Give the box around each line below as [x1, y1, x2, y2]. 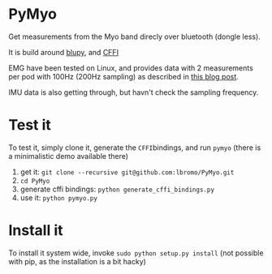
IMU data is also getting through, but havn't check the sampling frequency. [8, 87, 259, 97]
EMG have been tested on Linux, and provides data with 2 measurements [8, 62, 253, 73]
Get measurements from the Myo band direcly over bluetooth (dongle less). [8, 32, 261, 41]
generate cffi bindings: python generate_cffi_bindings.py [19, 184, 215, 194]
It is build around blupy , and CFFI [8, 47, 119, 57]
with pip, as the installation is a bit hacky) [8, 256, 146, 266]
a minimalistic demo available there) [8, 151, 128, 161]
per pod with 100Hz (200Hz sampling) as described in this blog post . [8, 71, 240, 81]
